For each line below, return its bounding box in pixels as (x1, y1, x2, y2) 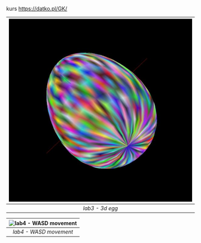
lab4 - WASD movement (13, 228, 74, 235)
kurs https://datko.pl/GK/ (6, 5, 68, 12)
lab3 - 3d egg (83, 204, 118, 211)
